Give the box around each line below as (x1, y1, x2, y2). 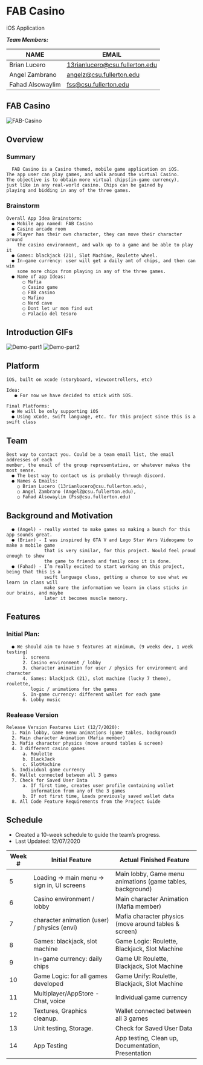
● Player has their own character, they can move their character (11, 231, 182, 237)
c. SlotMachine (22, 761, 61, 767)
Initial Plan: (6, 630, 40, 638)
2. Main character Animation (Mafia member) (11, 734, 126, 741)
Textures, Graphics (33, 1006, 88, 1015)
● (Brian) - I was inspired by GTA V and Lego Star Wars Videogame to (11, 537, 193, 543)
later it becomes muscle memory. (44, 595, 129, 601)
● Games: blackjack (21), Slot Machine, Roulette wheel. (11, 252, 158, 259)
